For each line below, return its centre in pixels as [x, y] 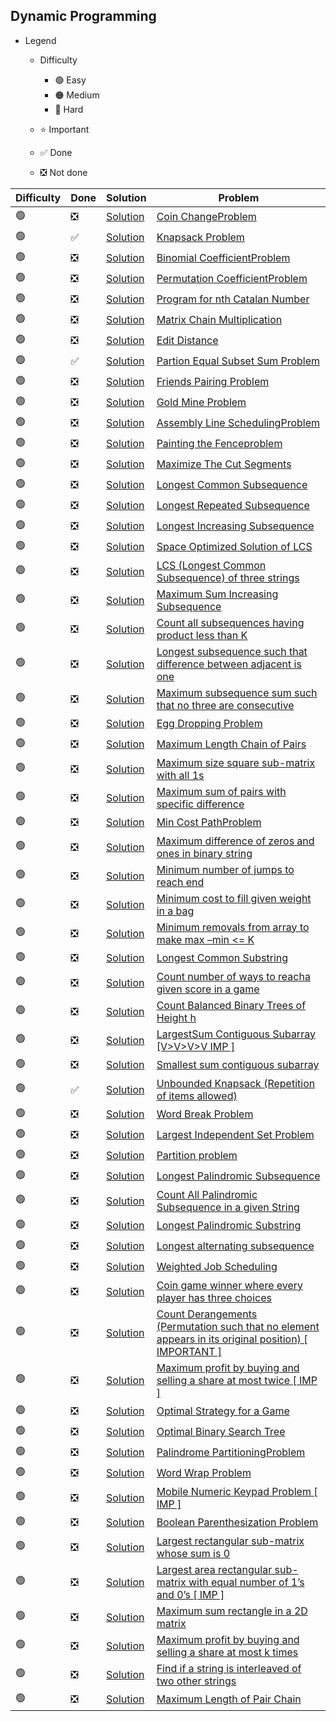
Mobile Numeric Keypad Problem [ [237, 1491]
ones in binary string [204, 853]
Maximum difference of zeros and [235, 841]
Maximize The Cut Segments [224, 464]
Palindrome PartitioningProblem [231, 1452]
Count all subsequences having [230, 622]
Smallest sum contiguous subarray [238, 1065]
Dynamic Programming [83, 16]
